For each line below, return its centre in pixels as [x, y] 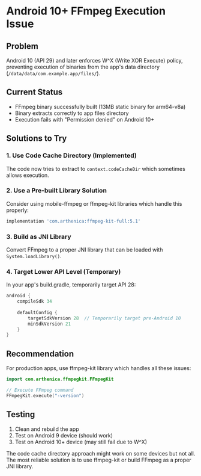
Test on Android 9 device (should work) [64, 435]
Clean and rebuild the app [47, 429]
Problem [22, 46]
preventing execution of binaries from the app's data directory [83, 67]
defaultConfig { [37, 312]
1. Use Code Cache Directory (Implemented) [71, 156]
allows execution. [28, 175]
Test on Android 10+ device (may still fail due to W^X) [81, 442]
